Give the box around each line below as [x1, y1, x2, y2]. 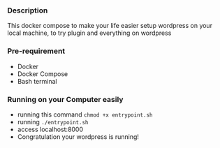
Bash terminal [17, 77, 57, 85]
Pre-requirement [7, 46, 66, 56]
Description [7, 6, 48, 15]
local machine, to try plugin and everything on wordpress [7, 29, 172, 37]
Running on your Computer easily [7, 94, 124, 104]
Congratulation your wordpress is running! [17, 132, 140, 141]
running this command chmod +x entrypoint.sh [17, 110, 153, 119]
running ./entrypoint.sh [17, 117, 89, 126]
